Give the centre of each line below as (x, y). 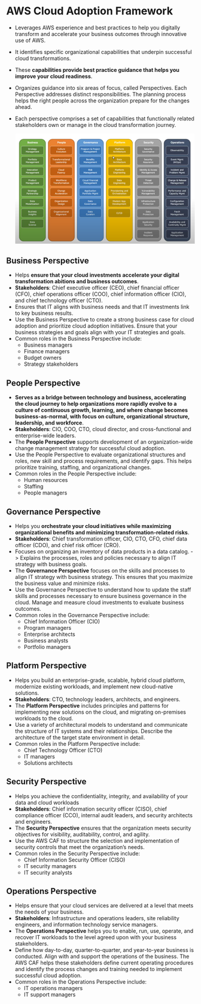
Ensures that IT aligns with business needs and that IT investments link (102, 307)
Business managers (48, 345)
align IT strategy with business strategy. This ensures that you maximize (104, 577)
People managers (45, 493)
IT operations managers (53, 988)
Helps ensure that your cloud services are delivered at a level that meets (104, 906)
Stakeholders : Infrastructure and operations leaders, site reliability (97, 918)
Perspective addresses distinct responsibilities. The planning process (100, 94)
